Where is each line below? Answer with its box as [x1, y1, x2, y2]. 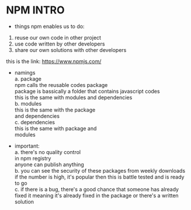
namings [14, 69, 36, 76]
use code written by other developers [14, 40, 105, 47]
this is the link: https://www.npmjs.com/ [6, 58, 102, 65]
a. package [14, 75, 42, 82]
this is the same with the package [14, 106, 96, 113]
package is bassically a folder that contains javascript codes [14, 87, 160, 94]
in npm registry [14, 155, 51, 162]
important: [14, 142, 40, 149]
